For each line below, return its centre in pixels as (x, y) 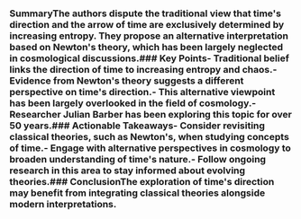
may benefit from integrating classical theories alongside (137, 193)
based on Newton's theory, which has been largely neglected (146, 47)
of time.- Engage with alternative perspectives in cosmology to (150, 148)
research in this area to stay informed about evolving (128, 171)
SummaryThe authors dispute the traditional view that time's (146, 13)
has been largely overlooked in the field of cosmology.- (133, 103)
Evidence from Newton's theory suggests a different (127, 81)
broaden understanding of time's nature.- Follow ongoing (138, 159)
